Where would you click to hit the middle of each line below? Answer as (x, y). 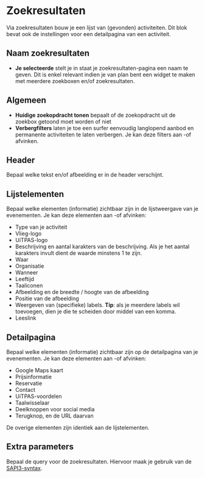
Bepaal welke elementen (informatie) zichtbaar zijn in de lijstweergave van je (102, 209)
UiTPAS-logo (31, 240)
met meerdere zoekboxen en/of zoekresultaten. (75, 81)
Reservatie (29, 383)
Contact (25, 390)
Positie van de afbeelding (47, 299)
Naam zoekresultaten (48, 53)
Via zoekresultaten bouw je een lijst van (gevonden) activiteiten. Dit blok (97, 28)
